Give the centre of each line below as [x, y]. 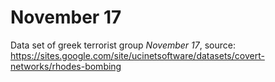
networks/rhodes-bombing [66, 66]
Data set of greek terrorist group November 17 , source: [123, 45]
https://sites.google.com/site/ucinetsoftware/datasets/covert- [137, 55]
